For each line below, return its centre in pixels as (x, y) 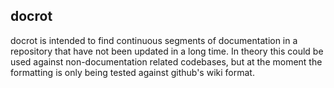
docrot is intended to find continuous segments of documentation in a (154, 40)
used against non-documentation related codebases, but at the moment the (166, 61)
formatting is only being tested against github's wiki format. (132, 72)
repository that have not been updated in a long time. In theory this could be (167, 51)
